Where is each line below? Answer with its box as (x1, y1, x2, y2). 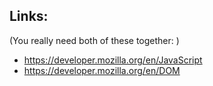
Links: (9, 8, 49, 25)
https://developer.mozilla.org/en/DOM (23, 64, 181, 76)
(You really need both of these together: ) (9, 34, 180, 46)
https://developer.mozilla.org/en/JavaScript (23, 54, 203, 66)
